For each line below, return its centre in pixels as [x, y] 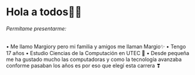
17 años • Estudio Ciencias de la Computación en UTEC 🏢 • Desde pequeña [98, 53]
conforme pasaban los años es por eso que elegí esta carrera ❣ [83, 66]
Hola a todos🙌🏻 [44, 12]
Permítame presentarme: [36, 28]
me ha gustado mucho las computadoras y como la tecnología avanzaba [94, 59]
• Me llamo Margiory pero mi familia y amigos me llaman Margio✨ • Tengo [96, 47]
